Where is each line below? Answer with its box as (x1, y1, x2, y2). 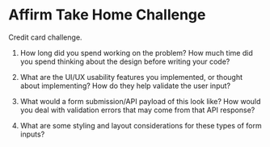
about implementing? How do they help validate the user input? (19, 81, 231, 90)
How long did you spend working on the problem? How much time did (19, 48, 253, 57)
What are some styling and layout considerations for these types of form (19, 120, 262, 130)
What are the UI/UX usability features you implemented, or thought (19, 72, 243, 82)
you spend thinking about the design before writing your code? (19, 57, 230, 66)
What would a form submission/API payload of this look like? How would (19, 96, 261, 106)
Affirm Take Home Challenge (8, 6, 206, 24)
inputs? (19, 129, 45, 139)
